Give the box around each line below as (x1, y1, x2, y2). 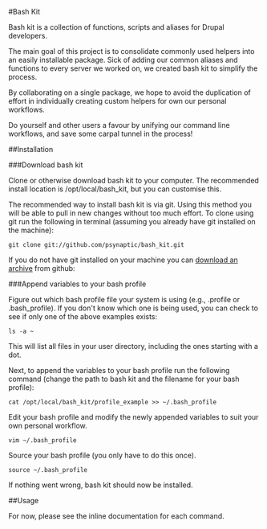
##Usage (8, 496, 39, 505)
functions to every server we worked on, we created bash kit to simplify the (8, 64, 258, 73)
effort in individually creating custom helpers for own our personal (8, 96, 227, 105)
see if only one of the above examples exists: (8, 312, 158, 321)
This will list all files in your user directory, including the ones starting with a (8, 342, 259, 351)
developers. (8, 31, 48, 40)
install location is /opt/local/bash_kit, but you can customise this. (8, 184, 222, 194)
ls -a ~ (8, 327, 34, 335)
